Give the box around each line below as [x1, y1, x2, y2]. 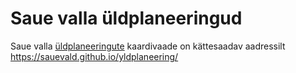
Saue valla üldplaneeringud [10, 7, 243, 30]
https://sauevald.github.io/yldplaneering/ [10, 50, 179, 62]
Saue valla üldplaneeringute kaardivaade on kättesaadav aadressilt [10, 40, 286, 52]
